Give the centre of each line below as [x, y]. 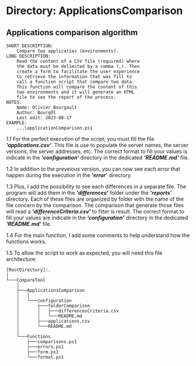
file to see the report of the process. [66, 97]
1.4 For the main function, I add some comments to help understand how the [98, 235]
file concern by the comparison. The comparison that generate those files [95, 205]
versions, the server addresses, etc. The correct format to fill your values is [97, 151]
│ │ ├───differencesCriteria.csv [68, 311]
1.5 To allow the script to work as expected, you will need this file [84, 253]
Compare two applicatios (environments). [68, 51]
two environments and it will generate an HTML [75, 92]
